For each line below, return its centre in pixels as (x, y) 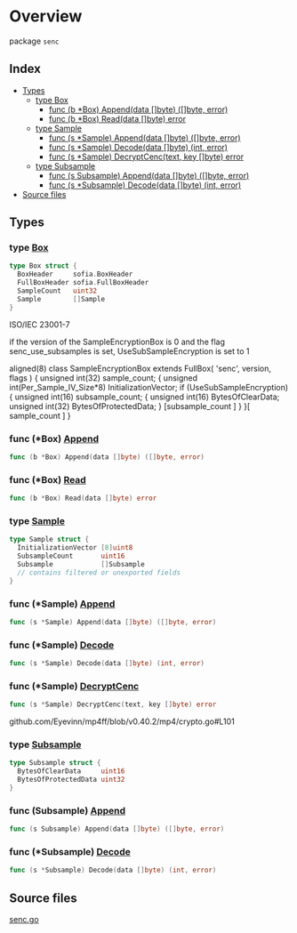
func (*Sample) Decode (62, 645)
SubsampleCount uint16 (71, 556)
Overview (46, 16)
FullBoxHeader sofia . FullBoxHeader (83, 283)
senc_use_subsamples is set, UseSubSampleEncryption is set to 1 (129, 351)
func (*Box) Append (54, 438)
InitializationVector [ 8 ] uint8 (75, 548)
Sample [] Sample (61, 299)
